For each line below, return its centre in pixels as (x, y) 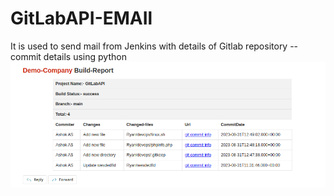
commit (26, 56)
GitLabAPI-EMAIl (81, 18)
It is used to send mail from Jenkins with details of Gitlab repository (149, 46)
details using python (85, 56)
